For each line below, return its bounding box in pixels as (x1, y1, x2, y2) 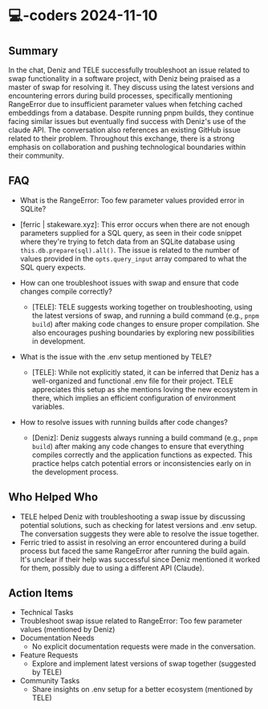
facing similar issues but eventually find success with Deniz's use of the (8, 117, 246, 126)
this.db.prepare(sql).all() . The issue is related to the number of (19, 245, 240, 254)
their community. (8, 150, 64, 160)
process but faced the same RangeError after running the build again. (19, 546, 250, 555)
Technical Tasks (19, 608, 74, 617)
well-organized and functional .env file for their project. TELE (31, 376, 234, 385)
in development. (31, 336, 86, 346)
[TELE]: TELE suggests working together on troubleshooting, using (31, 302, 253, 311)
